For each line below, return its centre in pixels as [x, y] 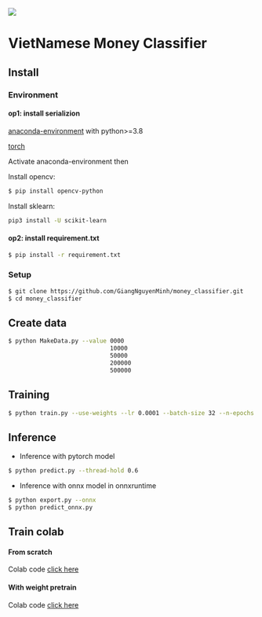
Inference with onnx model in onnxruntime [88, 486]
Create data [37, 323]
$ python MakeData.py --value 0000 [66, 341]
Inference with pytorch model [67, 457]
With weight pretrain [42, 588]
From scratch [30, 552]
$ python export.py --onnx [52, 500]
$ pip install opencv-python [56, 191]
